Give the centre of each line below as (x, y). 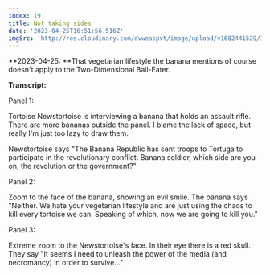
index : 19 (25, 16)
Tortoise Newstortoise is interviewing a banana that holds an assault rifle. (130, 117)
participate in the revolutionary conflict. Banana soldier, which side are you (132, 158)
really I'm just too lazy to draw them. (68, 133)
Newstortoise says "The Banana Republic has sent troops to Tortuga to (126, 149)
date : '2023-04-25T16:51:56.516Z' (66, 31)
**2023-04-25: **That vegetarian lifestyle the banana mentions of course (133, 61)
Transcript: (27, 85)
